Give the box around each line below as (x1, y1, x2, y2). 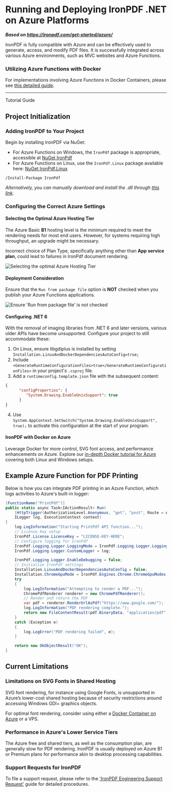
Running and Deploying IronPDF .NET (5, 4, 167, 15)
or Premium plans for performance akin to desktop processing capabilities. (5, 751, 163, 758)
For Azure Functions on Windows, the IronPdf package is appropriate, (12, 149, 161, 155)
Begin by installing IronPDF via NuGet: (5, 139, 85, 145)
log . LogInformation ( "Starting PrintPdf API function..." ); (14, 524, 143, 530)
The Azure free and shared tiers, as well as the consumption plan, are (5, 740, 152, 746)
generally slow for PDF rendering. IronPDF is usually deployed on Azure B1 (5, 746, 162, 752)
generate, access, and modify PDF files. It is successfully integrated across (5, 47, 164, 53)
